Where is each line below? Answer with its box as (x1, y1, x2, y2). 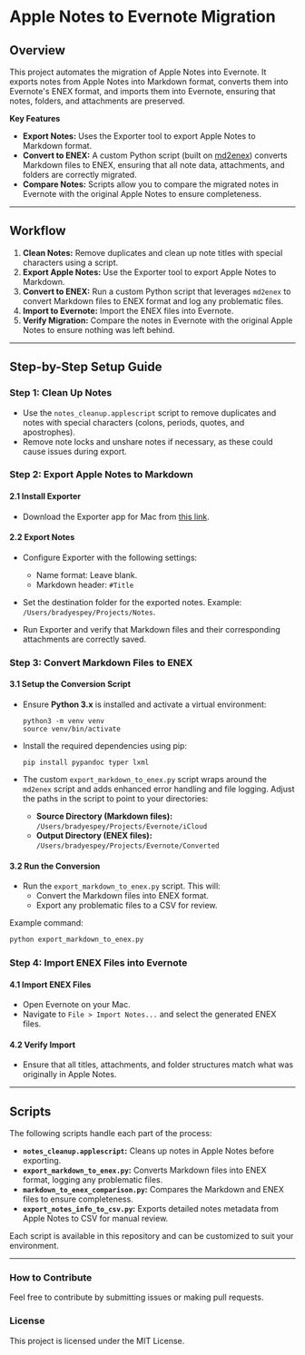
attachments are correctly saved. (22, 633, 147, 644)
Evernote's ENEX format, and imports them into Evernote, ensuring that (9, 86, 276, 96)
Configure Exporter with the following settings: (22, 552, 198, 563)
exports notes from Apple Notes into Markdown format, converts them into (9, 76, 289, 87)
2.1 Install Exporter (9, 491, 82, 502)
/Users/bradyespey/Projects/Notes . (22, 606, 156, 617)
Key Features (9, 113, 61, 123)
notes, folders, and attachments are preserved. (9, 95, 186, 106)
